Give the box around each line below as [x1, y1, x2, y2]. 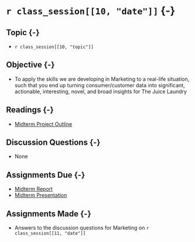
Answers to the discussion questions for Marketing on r [14, 224, 149, 231]
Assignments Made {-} [6, 209, 92, 219]
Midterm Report [14, 186, 53, 193]
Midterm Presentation [14, 192, 67, 199]
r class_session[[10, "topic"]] [14, 44, 94, 50]
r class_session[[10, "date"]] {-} [6, 4, 176, 18]
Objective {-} [6, 60, 55, 70]
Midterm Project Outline [14, 120, 73, 127]
